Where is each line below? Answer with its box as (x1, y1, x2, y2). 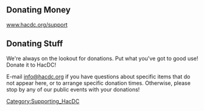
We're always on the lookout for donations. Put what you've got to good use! (6, 55, 199, 62)
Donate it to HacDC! (6, 61, 57, 69)
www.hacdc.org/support (6, 21, 68, 28)
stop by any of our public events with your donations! (6, 86, 140, 93)
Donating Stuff (6, 39, 63, 49)
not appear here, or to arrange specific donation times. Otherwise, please (6, 79, 191, 87)
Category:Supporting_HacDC (6, 97, 80, 105)
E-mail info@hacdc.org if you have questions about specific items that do (6, 73, 191, 80)
